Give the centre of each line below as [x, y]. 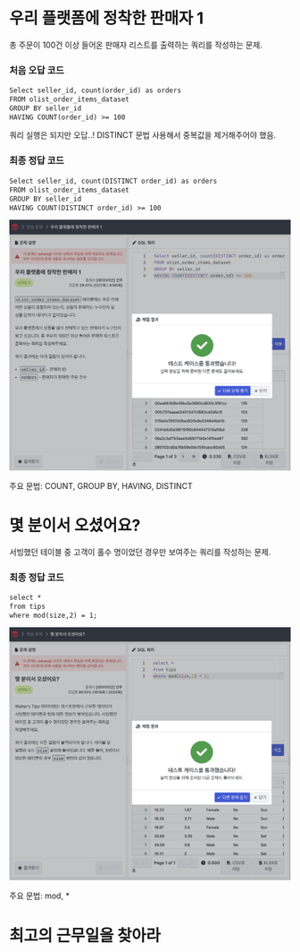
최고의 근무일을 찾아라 [85, 935]
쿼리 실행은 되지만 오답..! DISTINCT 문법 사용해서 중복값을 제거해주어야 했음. [143, 135]
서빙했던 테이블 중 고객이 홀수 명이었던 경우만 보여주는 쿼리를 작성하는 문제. [140, 552]
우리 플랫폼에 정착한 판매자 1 [106, 18]
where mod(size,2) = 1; [54, 616]
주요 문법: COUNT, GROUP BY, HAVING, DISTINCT [101, 485]
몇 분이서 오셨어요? [75, 526]
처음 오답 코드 [37, 70]
